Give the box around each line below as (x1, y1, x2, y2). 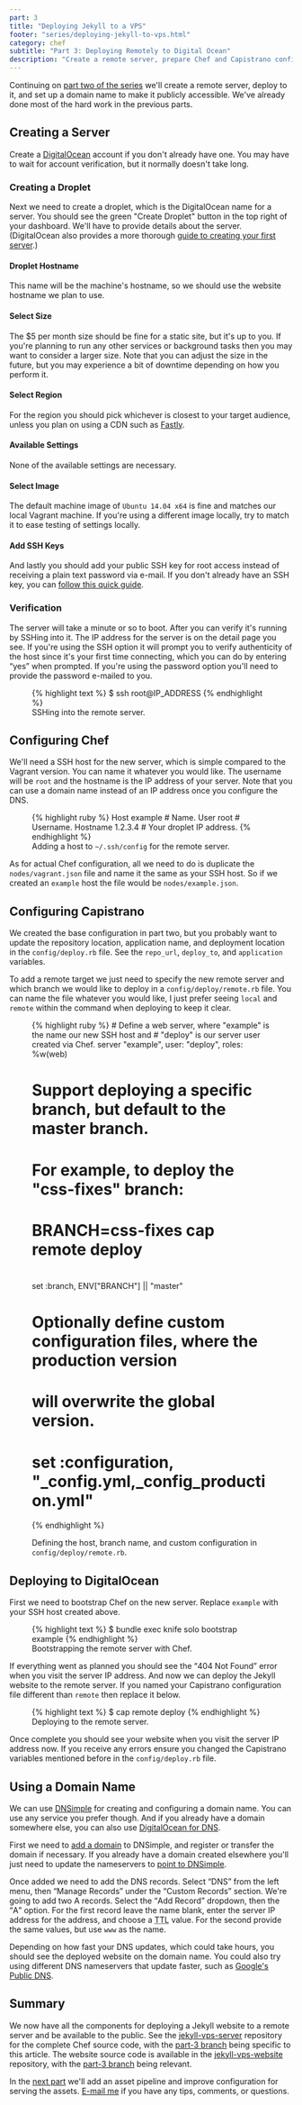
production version (31, 1350, 178, 1371)
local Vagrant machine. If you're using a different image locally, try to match (9, 510, 289, 521)
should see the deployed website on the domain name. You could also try (9, 1951, 281, 1962)
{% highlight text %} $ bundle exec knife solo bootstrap (31, 1624, 238, 1635)
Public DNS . (9, 1970, 54, 1981)
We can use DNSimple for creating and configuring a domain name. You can (9, 1802, 292, 1813)
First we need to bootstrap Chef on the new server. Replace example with (9, 1597, 279, 1608)
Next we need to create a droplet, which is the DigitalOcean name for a (9, 202, 272, 213)
